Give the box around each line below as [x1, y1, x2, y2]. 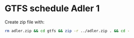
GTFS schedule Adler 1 [4, 3, 100, 14]
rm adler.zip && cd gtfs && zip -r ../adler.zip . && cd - [4, 28, 130, 33]
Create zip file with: [4, 19, 45, 25]
